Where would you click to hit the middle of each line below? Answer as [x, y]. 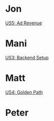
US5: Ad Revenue [24, 23]
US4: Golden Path [24, 92]
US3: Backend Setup [27, 57]
